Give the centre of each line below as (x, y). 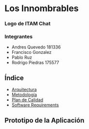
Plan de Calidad (27, 100)
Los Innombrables (42, 8)
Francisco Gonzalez (31, 52)
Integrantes (18, 37)
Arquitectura (24, 90)
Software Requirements (35, 105)
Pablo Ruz (22, 57)
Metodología (24, 95)
